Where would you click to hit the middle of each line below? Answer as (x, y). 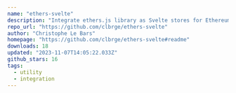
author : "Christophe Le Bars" (52, 33)
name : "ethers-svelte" (40, 14)
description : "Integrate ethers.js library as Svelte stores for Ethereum (119, 20)
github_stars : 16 (33, 59)
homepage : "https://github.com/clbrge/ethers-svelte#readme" (99, 40)
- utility (28, 72)
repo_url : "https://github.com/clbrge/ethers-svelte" (88, 27)
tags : (15, 66)
